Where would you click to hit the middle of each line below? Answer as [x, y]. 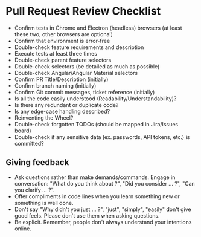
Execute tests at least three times [56, 53]
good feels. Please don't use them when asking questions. [87, 215]
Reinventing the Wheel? [44, 118]
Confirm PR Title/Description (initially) [61, 79]
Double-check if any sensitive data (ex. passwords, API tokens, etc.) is [102, 137]
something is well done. [44, 203]
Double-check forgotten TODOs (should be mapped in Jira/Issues [96, 124]
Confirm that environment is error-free [62, 41]
